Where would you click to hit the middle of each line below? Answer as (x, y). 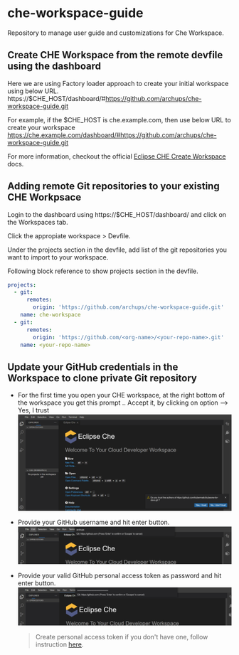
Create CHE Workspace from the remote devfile (115, 55)
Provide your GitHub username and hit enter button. (94, 522)
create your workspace (42, 127)
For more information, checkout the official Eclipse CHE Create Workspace (117, 156)
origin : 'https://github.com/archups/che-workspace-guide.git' (128, 307)
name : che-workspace (51, 315)
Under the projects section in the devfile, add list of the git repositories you (117, 250)
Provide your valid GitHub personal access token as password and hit (119, 576)
